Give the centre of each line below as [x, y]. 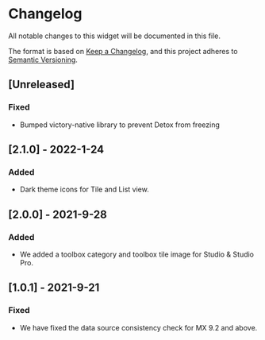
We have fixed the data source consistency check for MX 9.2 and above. [138, 327]
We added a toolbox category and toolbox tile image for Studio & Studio [137, 254]
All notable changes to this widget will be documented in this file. [114, 36]
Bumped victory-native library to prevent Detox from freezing [119, 125]
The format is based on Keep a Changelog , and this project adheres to [123, 51]
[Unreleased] [42, 85]
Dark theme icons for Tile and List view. [84, 189]
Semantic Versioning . [43, 60]
